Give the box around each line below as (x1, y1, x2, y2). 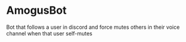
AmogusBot (6, 4, 67, 17)
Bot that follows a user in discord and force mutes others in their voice (6, 23, 180, 31)
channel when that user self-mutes (6, 29, 93, 37)
